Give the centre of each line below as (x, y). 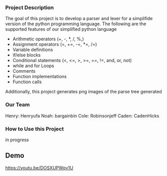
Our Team (18, 105)
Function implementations (39, 77)
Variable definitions (33, 50)
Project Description (30, 8)
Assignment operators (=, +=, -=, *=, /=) (55, 44)
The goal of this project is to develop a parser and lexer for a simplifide (79, 19)
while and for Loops (33, 66)
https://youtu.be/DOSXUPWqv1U (39, 167)
